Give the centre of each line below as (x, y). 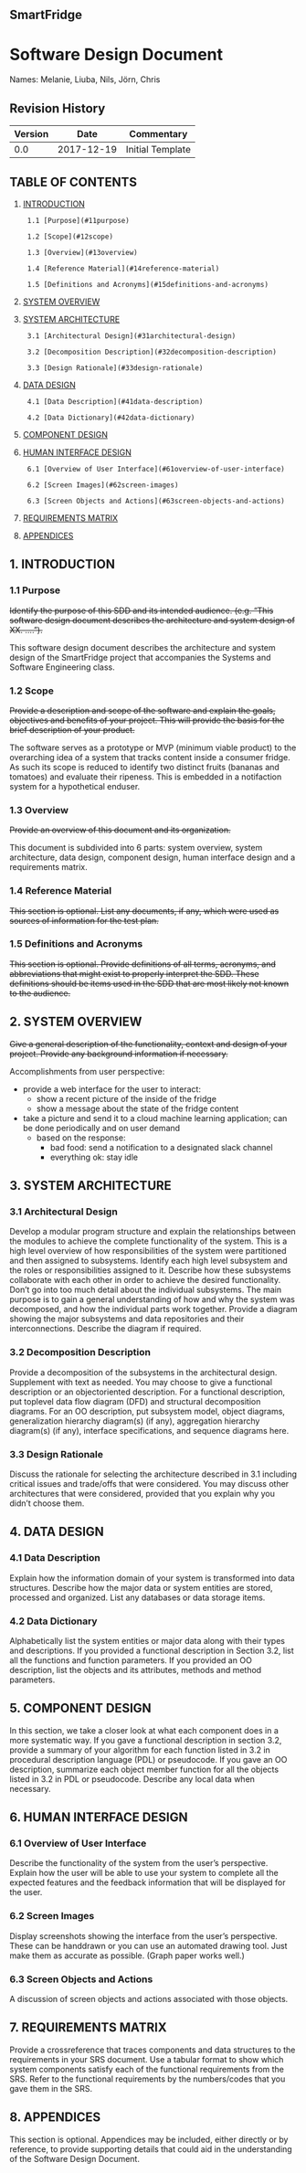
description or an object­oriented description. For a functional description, (148, 1392)
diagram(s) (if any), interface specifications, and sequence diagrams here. (149, 1430)
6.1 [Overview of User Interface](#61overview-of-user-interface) (156, 469)
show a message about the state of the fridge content (137, 1108)
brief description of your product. (72, 729)
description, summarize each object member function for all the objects (144, 1769)
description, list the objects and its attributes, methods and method (136, 1669)
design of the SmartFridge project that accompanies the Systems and (140, 657)
